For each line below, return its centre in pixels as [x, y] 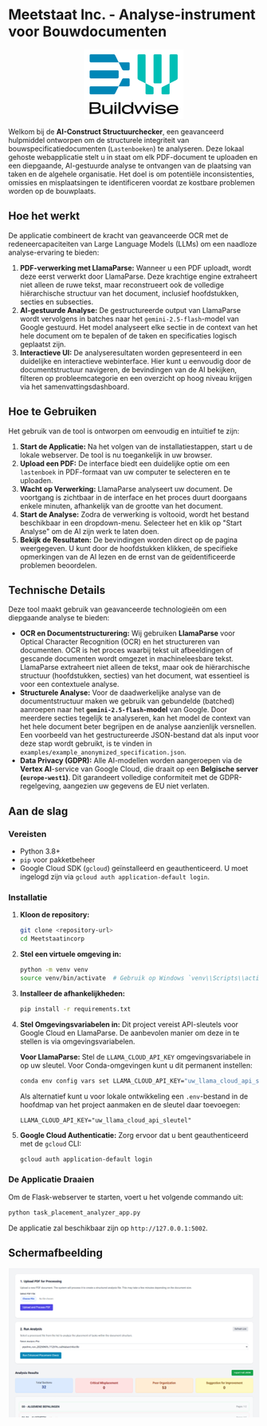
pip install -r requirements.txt [75, 1009]
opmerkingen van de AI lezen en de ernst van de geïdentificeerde [128, 557]
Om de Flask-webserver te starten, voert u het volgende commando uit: [126, 1197]
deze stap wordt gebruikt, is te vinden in [86, 743]
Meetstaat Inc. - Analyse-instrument [132, 15]
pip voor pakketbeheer [57, 860]
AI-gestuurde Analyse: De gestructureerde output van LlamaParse [130, 310]
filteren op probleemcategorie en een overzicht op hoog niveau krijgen [136, 378]
